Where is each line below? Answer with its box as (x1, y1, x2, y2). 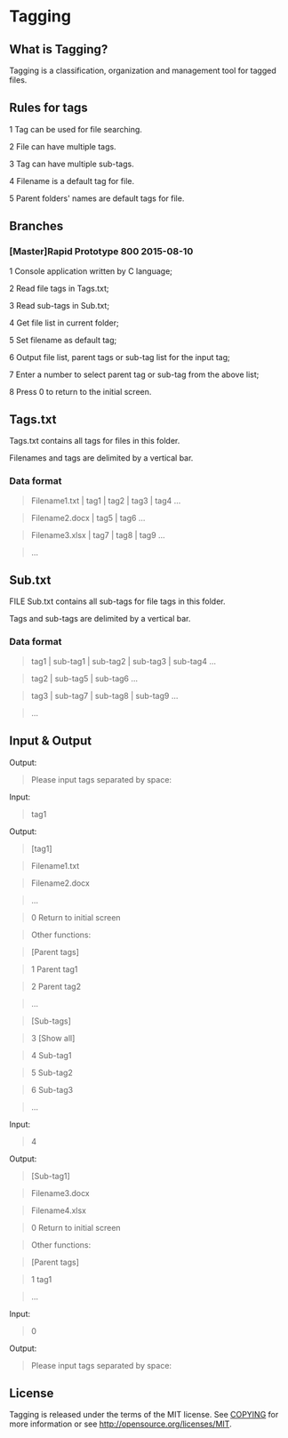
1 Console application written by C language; (9, 265, 173, 277)
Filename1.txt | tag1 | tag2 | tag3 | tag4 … (30, 495, 181, 506)
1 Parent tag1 (30, 963, 78, 975)
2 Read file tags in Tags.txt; (9, 283, 109, 293)
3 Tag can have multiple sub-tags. (9, 158, 135, 169)
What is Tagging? (9, 42, 108, 57)
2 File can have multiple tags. (9, 141, 117, 152)
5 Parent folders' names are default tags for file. (9, 193, 185, 204)
